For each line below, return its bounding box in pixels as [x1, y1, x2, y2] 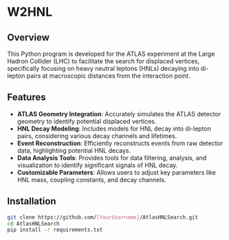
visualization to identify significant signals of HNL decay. [17, 161, 178, 169]
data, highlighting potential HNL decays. [17, 146, 131, 155]
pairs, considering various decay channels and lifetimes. [17, 131, 177, 140]
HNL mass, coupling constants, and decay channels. [17, 175, 166, 184]
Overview [7, 32, 50, 43]
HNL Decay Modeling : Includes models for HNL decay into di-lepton [17, 124, 211, 133]
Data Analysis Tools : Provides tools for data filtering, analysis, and [17, 153, 207, 162]
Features [7, 91, 46, 103]
